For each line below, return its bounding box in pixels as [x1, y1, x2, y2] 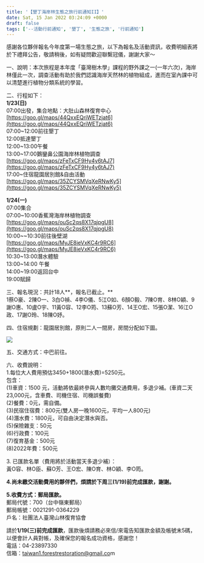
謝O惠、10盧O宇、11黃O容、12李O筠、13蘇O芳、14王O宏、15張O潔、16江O [6, 304, 193, 311]
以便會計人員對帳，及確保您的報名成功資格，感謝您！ [6, 534, 140, 542]
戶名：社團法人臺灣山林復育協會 [6, 514, 86, 521]
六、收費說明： [6, 361, 44, 369]
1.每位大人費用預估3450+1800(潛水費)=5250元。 [6, 369, 129, 377]
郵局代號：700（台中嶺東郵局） [6, 499, 86, 506]
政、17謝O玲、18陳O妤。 [6, 311, 68, 319]
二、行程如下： [6, 92, 44, 99]
